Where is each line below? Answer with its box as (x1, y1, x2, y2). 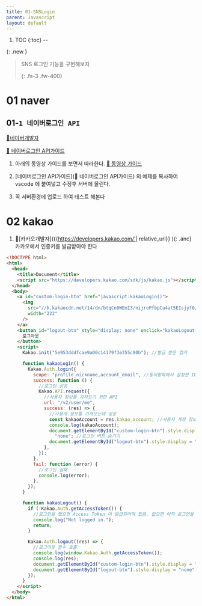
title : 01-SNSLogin (6, 8, 55, 15)
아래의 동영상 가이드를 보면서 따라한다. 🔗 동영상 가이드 (14, 160, 142, 167)
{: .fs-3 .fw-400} (20, 73, 63, 80)
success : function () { (32, 377, 93, 384)
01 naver (6, 94, 50, 107)
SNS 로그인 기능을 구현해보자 (20, 61, 90, 68)
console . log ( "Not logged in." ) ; (32, 516, 114, 523)
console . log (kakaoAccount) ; (49, 422, 120, 428)
